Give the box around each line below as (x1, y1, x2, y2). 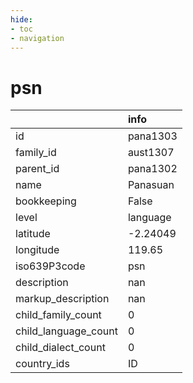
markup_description (15, 292, 110, 306)
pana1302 (127, 162, 178, 176)
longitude (15, 243, 60, 257)
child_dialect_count (15, 341, 106, 355)
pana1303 (127, 129, 178, 143)
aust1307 (127, 146, 175, 160)
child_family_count (15, 308, 102, 322)
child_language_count (15, 324, 118, 338)
